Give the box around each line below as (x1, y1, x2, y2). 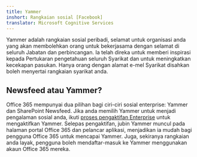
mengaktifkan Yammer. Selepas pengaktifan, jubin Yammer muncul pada (6, 120, 186, 127)
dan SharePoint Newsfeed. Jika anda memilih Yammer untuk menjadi (6, 107, 177, 115)
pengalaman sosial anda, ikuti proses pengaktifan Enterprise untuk (6, 114, 171, 121)
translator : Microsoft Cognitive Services (6, 20, 114, 26)
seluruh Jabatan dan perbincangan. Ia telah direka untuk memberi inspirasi (6, 49, 191, 56)
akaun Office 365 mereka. (6, 146, 71, 153)
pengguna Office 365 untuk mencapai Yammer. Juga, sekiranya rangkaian (6, 133, 190, 140)
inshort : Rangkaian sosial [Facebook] (6, 14, 103, 20)
